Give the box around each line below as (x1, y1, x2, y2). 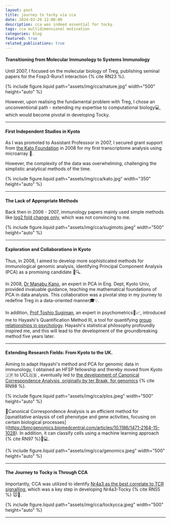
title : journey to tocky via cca (5, 12, 76, 17)
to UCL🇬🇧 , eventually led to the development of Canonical (14, 372, 139, 378)
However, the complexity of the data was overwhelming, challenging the (5, 161, 157, 167)
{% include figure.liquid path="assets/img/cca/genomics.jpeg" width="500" (5, 447, 165, 453)
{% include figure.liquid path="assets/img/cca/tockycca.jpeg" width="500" (5, 502, 164, 508)
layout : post (5, 7, 33, 13)
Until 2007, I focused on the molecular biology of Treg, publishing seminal (5, 67, 160, 74)
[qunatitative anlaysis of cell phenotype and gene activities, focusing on (5, 414, 156, 420)
